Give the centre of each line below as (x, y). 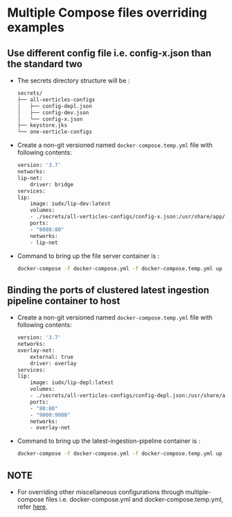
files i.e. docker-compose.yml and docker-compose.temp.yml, (134, 499)
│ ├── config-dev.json (53, 112)
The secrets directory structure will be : (73, 80)
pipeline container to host (64, 300)
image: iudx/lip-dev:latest (70, 204)
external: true (52, 357)
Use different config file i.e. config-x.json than (109, 53)
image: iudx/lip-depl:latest (72, 383)
